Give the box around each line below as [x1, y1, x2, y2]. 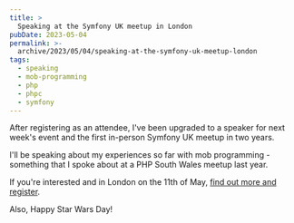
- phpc [17, 89, 43, 98]
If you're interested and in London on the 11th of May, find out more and [9, 177, 277, 188]
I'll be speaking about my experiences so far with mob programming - [9, 150, 270, 160]
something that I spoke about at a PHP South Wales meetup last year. [9, 160, 269, 170]
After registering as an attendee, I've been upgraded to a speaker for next [9, 122, 286, 133]
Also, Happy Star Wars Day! [9, 204, 113, 215]
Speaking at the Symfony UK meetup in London [17, 22, 193, 31]
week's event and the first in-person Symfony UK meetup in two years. [9, 132, 275, 143]
